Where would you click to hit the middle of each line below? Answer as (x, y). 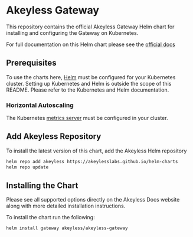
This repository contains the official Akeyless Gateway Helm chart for (90, 27)
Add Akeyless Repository (54, 137)
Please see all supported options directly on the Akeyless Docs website (93, 200)
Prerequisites (31, 63)
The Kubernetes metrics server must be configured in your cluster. (87, 118)
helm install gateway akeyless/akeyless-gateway (67, 228)
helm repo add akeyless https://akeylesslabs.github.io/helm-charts (92, 161)
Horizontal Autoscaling (40, 105)
